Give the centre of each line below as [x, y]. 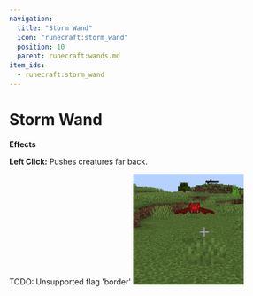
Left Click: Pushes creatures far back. [78, 161]
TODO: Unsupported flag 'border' [70, 281]
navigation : [31, 19]
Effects [23, 144]
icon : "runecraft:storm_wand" [73, 37]
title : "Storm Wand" [55, 28]
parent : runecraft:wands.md [69, 56]
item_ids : [27, 66]
